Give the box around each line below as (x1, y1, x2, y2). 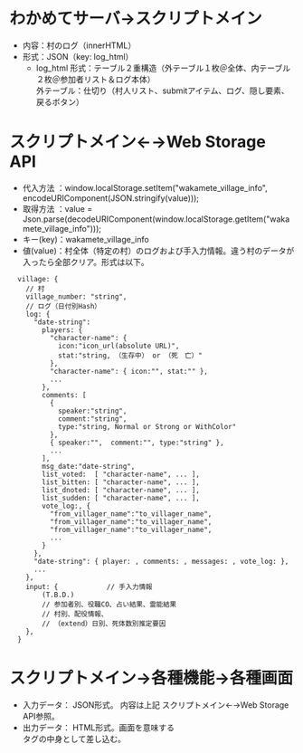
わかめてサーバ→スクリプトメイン (9, 8, 262, 29)
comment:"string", (57, 414, 128, 424)
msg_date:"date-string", (42, 462, 136, 471)
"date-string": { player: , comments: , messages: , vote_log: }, (33, 557, 289, 566)
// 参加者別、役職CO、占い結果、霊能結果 (42, 599, 177, 609)
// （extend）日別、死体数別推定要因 (42, 619, 166, 628)
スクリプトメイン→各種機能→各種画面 (9, 668, 294, 689)
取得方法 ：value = (22, 203, 93, 214)
